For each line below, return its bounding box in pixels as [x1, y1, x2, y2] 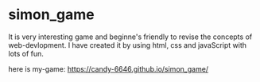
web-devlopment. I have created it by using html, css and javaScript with [8, 40, 247, 49]
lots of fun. [8, 49, 44, 58]
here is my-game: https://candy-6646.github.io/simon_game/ [8, 64, 209, 73]
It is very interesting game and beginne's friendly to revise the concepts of [8, 32, 253, 41]
